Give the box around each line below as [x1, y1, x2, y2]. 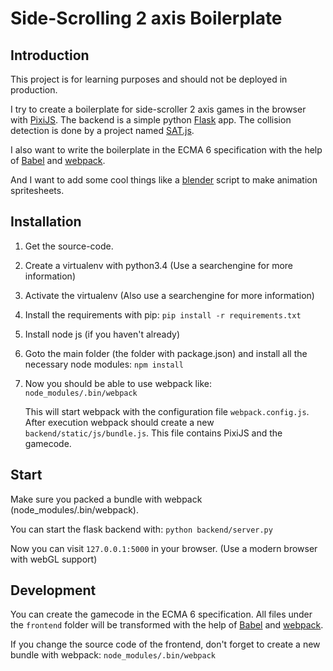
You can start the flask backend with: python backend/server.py [10, 523, 273, 535]
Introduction [10, 47, 90, 64]
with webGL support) [10, 553, 98, 565]
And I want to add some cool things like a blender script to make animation [10, 174, 318, 186]
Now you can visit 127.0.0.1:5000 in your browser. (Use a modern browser [10, 542, 318, 554]
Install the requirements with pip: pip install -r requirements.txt [24, 308, 302, 321]
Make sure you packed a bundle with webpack [10, 493, 203, 505]
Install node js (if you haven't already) [24, 328, 181, 340]
